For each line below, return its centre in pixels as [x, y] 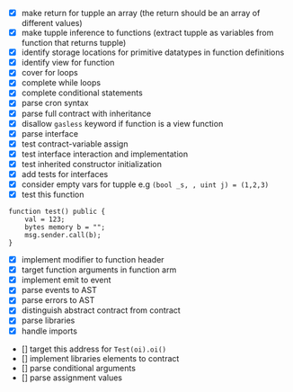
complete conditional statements [82, 93]
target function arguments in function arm [99, 270]
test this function [53, 194]
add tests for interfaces [65, 174]
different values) [52, 23]
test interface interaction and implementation [105, 154]
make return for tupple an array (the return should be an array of [141, 13]
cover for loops [49, 73]
